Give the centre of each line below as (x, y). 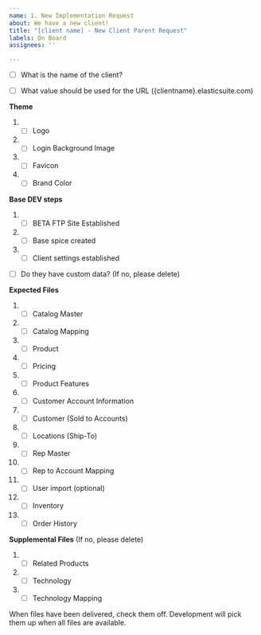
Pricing (44, 366)
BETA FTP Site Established (76, 223)
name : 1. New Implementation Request (72, 16)
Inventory (48, 506)
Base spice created (64, 241)
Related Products (60, 563)
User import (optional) (69, 488)
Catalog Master (58, 314)
